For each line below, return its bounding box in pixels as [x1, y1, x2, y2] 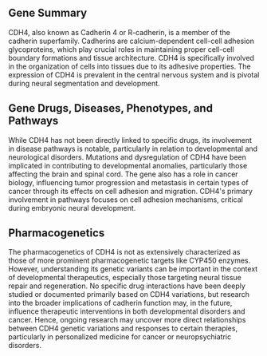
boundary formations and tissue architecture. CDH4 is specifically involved [8, 53, 255, 62]
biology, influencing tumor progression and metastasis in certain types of [8, 177, 249, 187]
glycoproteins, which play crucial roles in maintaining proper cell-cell [8, 44, 234, 54]
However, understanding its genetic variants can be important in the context [8, 264, 258, 274]
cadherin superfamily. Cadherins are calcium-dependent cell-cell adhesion [8, 36, 255, 45]
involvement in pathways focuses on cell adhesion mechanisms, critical [8, 195, 243, 204]
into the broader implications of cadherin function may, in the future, [8, 299, 233, 308]
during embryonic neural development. [8, 203, 136, 212]
